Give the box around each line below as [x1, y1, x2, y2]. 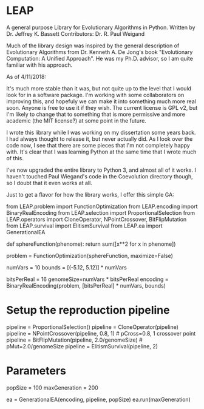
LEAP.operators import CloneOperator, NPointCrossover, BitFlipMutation [6, 215, 187, 223]
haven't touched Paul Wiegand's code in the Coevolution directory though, [6, 172, 193, 180]
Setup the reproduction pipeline [6, 303, 170, 317]
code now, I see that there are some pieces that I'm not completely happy [6, 141, 190, 149]
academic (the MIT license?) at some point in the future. [6, 117, 147, 124]
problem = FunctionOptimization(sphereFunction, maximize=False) [6, 252, 173, 259]
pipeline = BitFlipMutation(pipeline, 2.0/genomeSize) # [6, 336, 143, 343]
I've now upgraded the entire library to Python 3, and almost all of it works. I [6, 166, 196, 174]
